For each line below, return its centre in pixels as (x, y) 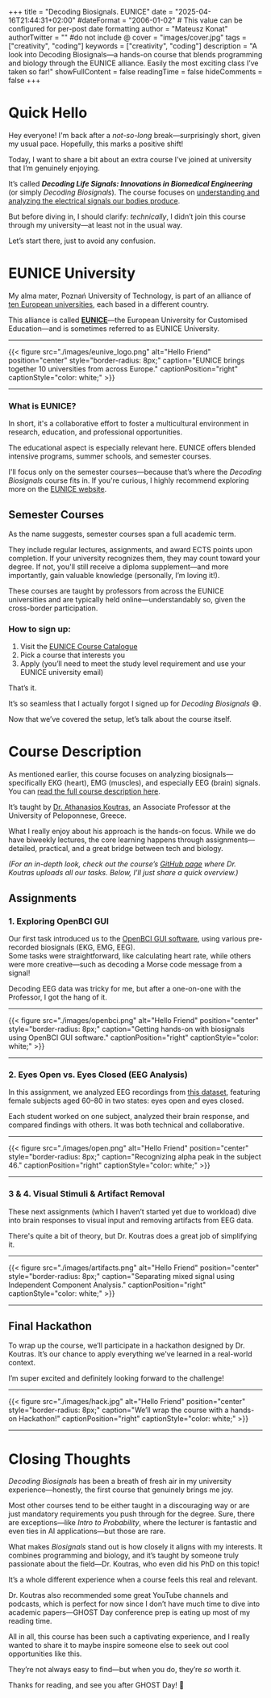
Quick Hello (48, 113)
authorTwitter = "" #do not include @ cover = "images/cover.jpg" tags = (128, 37)
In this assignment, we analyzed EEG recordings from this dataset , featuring (134, 1092)
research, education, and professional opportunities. (96, 432)
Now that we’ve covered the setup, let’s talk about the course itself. (120, 719)
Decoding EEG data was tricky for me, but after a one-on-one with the (125, 988)
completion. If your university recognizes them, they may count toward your (134, 558)
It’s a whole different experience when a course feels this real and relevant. (133, 1580)
